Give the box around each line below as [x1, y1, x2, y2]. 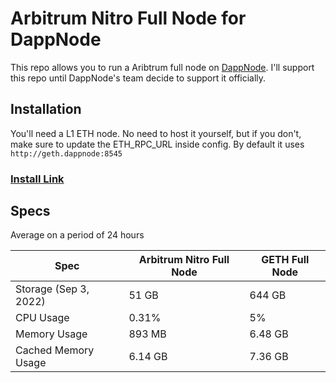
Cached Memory [15, 343, 95, 357]
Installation [10, 101, 82, 118]
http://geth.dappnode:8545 [10, 148, 123, 159]
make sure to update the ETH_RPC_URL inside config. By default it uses [10, 138, 305, 150]
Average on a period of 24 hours [10, 229, 145, 241]
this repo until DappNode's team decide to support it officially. [10, 72, 267, 84]
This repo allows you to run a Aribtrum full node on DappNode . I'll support [10, 61, 315, 73]
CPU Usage [15, 311, 70, 325]
